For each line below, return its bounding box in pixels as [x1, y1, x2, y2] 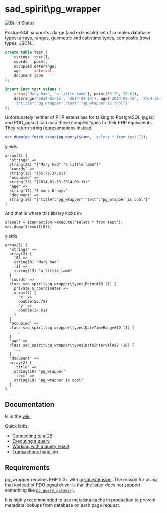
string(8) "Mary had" [14, 260, 59, 265]
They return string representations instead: [5, 125, 93, 131]
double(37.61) [18, 308, 48, 313]
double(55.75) [18, 299, 48, 304]
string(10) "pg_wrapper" [14, 369, 66, 374]
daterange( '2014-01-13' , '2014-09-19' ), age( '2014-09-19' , [14, 96, 139, 101]
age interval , [14, 68, 55, 73]
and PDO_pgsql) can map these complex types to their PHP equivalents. [5, 120, 153, 126]
